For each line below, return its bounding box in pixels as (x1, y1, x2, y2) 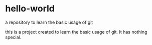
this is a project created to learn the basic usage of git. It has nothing (5, 29, 147, 35)
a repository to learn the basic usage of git (5, 19, 93, 25)
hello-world (5, 3, 55, 14)
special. (5, 34, 22, 40)
